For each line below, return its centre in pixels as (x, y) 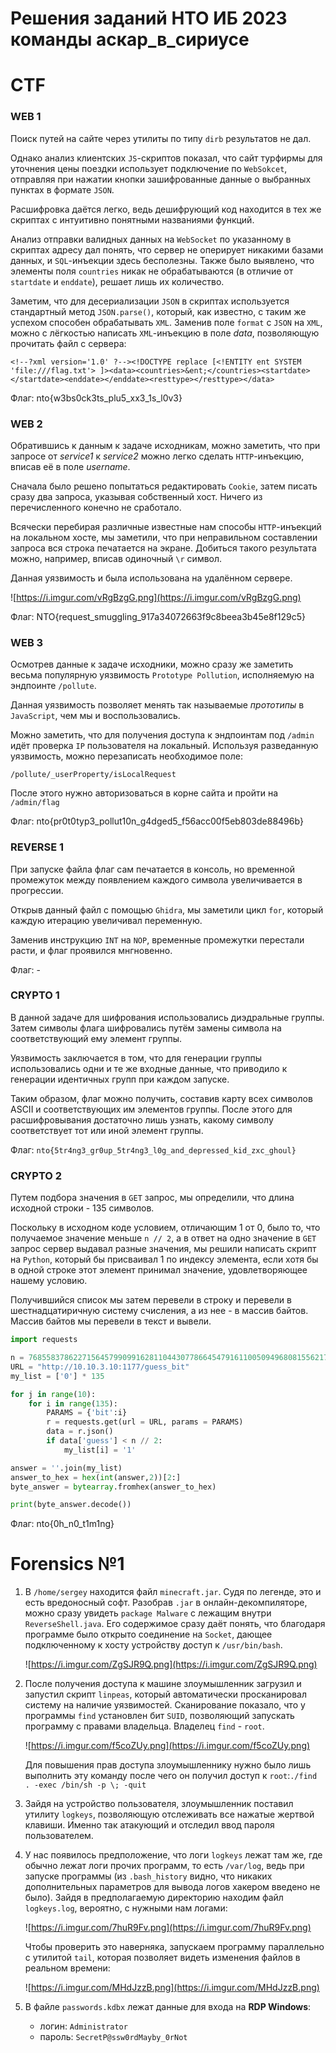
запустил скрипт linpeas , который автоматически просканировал (166, 1694)
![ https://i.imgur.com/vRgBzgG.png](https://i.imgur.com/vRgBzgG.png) (156, 597)
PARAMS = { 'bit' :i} (87, 1413)
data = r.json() (80, 1432)
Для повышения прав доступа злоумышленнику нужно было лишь (168, 1765)
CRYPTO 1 (35, 995)
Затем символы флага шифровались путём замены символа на (146, 1028)
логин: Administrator (83, 2026)
